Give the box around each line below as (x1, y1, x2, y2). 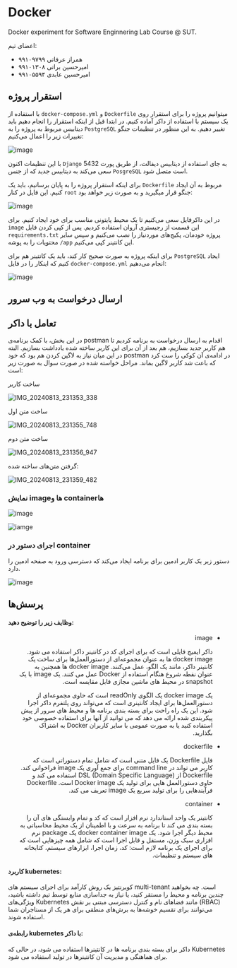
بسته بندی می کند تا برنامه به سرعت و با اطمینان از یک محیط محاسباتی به (19, 821, 213, 830)
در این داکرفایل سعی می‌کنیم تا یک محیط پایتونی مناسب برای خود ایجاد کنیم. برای (8, 215, 221, 223)
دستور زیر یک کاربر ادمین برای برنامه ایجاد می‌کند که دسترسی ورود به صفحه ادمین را (8, 556, 230, 565)
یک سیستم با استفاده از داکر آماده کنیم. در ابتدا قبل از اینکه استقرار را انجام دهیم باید (8, 117, 229, 125)
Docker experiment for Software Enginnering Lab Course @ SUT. (8, 28, 197, 36)
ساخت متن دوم (8, 434, 49, 442)
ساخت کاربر (8, 379, 40, 388)
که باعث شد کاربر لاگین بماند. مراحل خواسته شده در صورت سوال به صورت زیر (8, 358, 216, 367)
